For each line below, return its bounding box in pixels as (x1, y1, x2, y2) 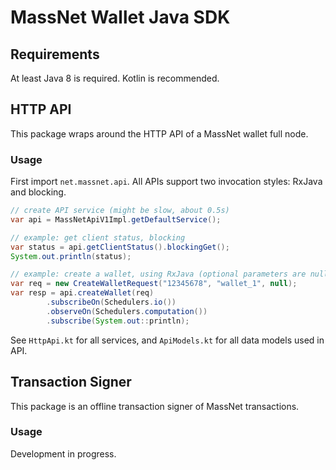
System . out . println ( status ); (10, 251, 132, 261)
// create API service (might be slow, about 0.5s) (10, 206, 230, 216)
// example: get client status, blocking (10, 232, 186, 243)
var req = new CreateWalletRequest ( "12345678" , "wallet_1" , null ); (10, 279, 298, 289)
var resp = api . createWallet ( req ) (10, 288, 155, 298)
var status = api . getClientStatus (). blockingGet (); (10, 242, 230, 252)
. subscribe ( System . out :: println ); (46, 316, 190, 326)
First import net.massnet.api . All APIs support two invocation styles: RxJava (10, 176, 323, 188)
